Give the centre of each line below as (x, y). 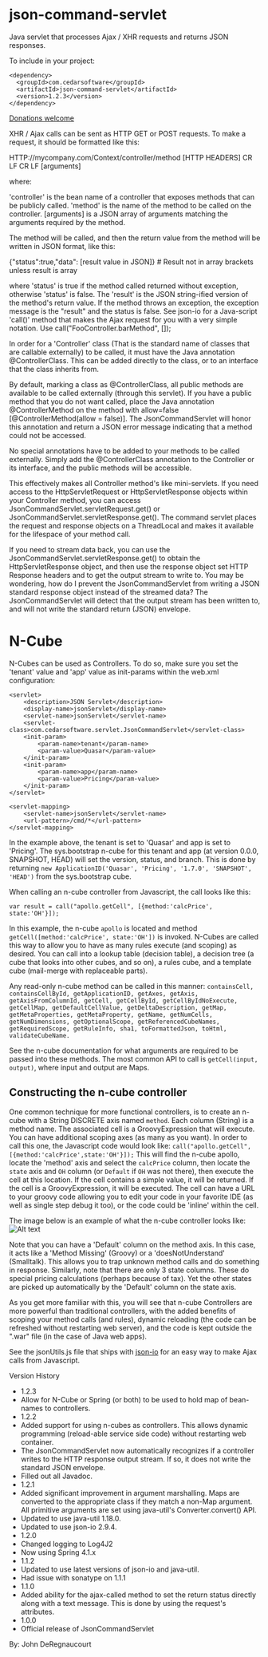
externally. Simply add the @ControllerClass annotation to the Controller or (132, 459)
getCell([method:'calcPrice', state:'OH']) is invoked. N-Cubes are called (134, 936)
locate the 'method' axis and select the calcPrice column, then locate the (130, 1162)
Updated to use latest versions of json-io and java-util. (110, 1569)
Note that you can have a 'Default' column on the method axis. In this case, (132, 1244)
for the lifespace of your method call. (70, 534)
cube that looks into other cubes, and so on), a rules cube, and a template (130, 962)
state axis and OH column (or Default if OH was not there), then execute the (132, 1171)
